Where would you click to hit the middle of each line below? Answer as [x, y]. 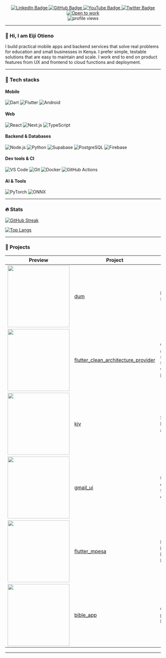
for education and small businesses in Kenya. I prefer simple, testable [76, 52]
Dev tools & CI [20, 158]
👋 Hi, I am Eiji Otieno [29, 36]
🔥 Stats [14, 209]
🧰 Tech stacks [22, 80]
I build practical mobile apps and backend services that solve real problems [82, 47]
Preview [39, 260]
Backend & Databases [28, 136]
